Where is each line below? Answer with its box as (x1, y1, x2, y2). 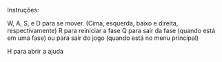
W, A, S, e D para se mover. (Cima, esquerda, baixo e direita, (7, 19, 179, 27)
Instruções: (7, 6, 39, 14)
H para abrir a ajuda (7, 48, 64, 55)
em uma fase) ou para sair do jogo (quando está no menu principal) (7, 34, 199, 42)
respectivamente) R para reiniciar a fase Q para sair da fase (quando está (7, 27, 216, 34)
